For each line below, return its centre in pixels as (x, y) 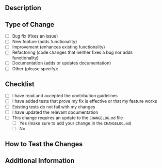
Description (23, 8)
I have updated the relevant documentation (55, 112)
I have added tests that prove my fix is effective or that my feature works (85, 101)
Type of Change (30, 24)
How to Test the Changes (44, 144)
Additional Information (40, 160)
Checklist (20, 84)
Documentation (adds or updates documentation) (61, 63)
